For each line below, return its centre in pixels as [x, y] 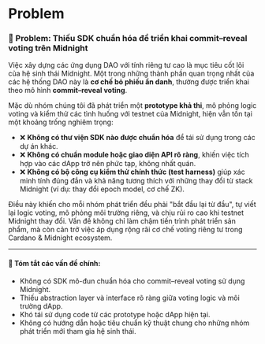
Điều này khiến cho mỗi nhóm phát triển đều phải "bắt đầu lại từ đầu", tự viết [132, 205]
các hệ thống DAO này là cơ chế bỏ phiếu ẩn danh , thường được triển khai [129, 82]
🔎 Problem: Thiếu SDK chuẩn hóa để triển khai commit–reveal [128, 39]
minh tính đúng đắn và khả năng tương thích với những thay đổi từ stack [136, 181]
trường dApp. [41, 306]
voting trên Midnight [48, 48]
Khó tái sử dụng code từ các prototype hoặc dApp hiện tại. [115, 314]
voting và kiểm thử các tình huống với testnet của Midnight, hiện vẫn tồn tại [130, 114]
